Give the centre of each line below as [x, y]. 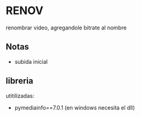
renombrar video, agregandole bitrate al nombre [66, 28]
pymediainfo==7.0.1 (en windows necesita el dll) [75, 107]
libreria [20, 81]
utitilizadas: [20, 96]
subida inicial [31, 61]
